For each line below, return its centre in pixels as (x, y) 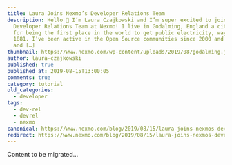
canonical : (23, 129)
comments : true (29, 77)
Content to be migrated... (43, 155)
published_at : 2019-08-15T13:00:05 (58, 71)
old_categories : (30, 90)
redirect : (21, 135)
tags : (15, 103)
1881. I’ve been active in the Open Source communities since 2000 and (119, 39)
